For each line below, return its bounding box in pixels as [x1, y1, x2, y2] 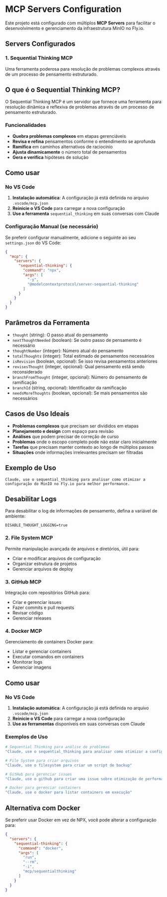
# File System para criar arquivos [5, 758, 79, 763]
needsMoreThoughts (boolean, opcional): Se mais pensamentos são [12, 390, 148, 396]
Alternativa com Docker [5, 803, 81, 812]
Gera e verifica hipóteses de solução [12, 154, 88, 160]
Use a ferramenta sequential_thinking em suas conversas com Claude [12, 210, 160, 217]
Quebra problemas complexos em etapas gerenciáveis [12, 133, 126, 139]
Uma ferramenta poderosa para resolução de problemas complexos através [5, 66, 161, 72]
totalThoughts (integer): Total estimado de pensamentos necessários [12, 353, 155, 359]
